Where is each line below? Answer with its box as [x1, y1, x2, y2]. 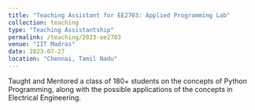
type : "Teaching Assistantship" [8, 26, 114, 34]
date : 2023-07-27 [8, 48, 65, 55]
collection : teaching [8, 19, 79, 27]
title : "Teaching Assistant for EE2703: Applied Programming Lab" [8, 11, 231, 20]
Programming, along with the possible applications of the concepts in [8, 84, 234, 94]
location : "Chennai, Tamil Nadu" [8, 55, 118, 63]
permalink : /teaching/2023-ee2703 [8, 33, 122, 41]
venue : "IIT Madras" [8, 41, 76, 48]
